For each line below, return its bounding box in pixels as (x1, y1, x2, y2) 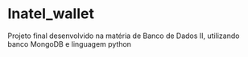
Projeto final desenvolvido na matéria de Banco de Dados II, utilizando (7, 31, 240, 40)
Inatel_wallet (7, 5, 94, 23)
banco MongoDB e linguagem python (7, 39, 132, 48)
